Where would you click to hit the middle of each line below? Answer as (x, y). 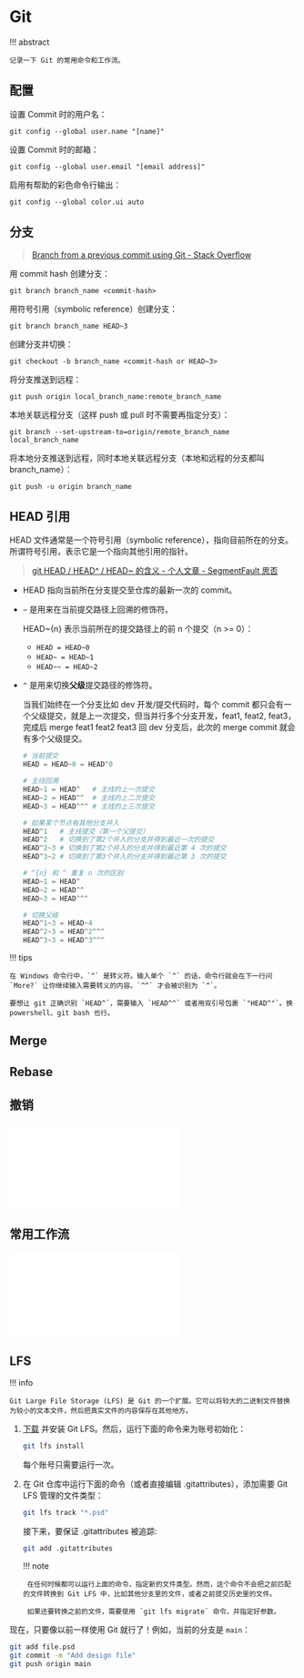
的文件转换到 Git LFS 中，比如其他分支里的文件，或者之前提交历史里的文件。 (149, 1594)
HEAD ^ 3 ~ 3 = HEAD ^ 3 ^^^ (64, 941)
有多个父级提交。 (55, 738)
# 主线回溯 (41, 781)
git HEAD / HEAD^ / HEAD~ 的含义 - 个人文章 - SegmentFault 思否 (155, 571)
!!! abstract (30, 42)
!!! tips (21, 957)
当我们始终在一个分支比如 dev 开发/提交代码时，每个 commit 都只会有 (153, 705)
